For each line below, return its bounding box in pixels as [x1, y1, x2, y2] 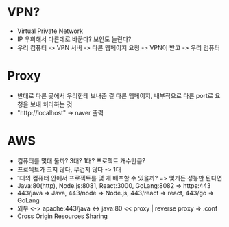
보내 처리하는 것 [29, 100, 73, 108]
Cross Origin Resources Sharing [16, 212, 108, 220]
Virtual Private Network [16, 27, 84, 35]
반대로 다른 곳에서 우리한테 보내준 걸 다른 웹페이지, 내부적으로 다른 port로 [16, 91, 214, 99]
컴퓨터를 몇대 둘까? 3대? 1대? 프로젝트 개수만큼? [16, 156, 146, 165]
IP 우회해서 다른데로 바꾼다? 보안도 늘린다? [16, 35, 132, 43]
